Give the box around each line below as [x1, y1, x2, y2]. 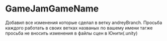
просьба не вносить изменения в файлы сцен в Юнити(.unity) [5, 30, 138, 36]
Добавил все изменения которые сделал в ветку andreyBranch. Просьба [5, 19, 162, 25]
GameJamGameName [5, 3, 99, 14]
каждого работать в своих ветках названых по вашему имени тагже [5, 24, 153, 30]
